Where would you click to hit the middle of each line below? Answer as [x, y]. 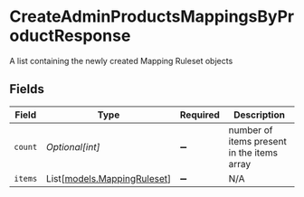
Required [199, 115]
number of [251, 130]
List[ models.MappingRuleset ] [109, 178]
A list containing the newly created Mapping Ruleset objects [121, 61]
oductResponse [70, 36]
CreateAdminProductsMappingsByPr [152, 17]
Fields [27, 89]
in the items [253, 153]
